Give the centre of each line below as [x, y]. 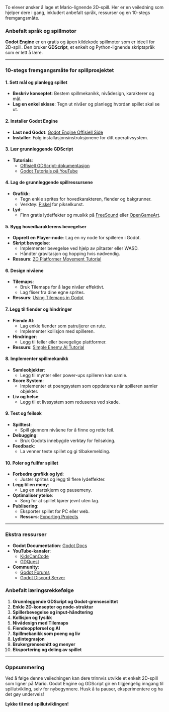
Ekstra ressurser [26, 535]
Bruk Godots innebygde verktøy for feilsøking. [68, 441]
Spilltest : [22, 425]
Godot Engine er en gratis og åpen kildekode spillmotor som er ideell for [80, 42]
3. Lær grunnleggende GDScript [39, 149]
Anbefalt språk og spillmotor [41, 31]
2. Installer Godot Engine [31, 121]
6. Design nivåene [24, 271]
